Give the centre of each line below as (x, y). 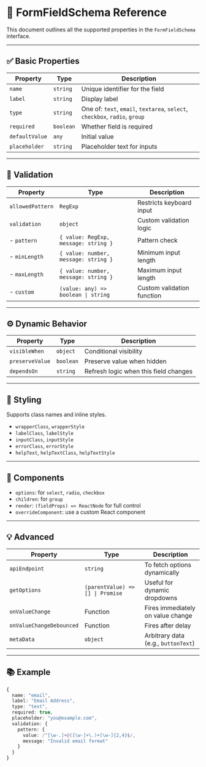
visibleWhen (27, 352)
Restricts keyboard (164, 202)
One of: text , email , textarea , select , (135, 109)
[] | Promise (104, 593)
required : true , (32, 712)
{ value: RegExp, (85, 237)
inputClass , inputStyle (44, 439)
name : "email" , (31, 695)
